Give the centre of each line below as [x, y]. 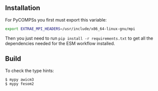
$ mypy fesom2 [20, 84]
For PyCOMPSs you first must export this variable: [56, 20]
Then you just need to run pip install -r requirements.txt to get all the [79, 38]
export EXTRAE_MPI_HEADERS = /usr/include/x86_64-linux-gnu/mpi [70, 29]
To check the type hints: [30, 70]
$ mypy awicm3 [20, 80]
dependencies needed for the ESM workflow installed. [60, 43]
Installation [23, 8]
